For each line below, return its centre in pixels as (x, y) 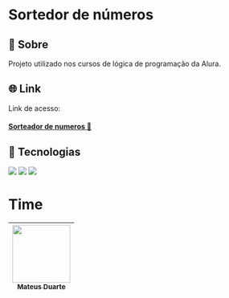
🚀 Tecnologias (45, 151)
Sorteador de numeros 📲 (50, 127)
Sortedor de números (81, 15)
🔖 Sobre (29, 45)
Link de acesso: (35, 108)
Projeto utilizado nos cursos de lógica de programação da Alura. (115, 63)
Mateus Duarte (41, 287)
